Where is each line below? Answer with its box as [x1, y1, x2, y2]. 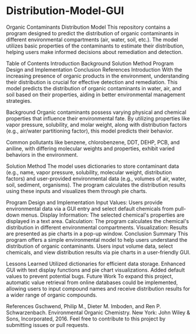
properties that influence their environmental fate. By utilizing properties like [6, 114, 190, 122]
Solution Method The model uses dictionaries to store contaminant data [6, 163, 180, 170]
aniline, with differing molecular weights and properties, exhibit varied [6, 145, 175, 152]
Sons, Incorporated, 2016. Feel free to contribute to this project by [6, 315, 166, 322]
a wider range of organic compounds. [6, 291, 97, 298]
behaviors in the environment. [6, 151, 78, 158]
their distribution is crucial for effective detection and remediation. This [6, 78, 178, 86]
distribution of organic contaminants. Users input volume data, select [6, 242, 173, 249]
